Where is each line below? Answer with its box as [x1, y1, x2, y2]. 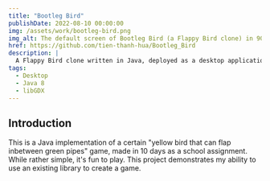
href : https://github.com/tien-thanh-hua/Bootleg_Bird [8, 42, 196, 50]
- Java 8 [15, 79, 45, 87]
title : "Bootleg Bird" [8, 11, 84, 20]
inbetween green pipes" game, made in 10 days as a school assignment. [8, 146, 247, 156]
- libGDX [15, 86, 45, 95]
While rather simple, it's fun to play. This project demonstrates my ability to [8, 154, 257, 165]
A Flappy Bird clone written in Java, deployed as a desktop [15, 57, 225, 65]
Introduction [8, 116, 72, 130]
